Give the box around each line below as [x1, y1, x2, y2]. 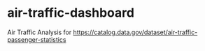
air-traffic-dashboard [7, 5, 135, 21]
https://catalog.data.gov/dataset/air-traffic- [73, 28, 198, 36]
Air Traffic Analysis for [7, 28, 72, 36]
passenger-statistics [7, 35, 66, 43]
